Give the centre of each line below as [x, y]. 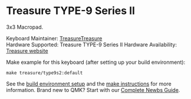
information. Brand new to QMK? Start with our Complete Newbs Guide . [93, 90]
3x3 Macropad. [24, 27]
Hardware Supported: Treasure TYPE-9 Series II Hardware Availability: [91, 45]
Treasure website [27, 50]
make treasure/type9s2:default [45, 73]
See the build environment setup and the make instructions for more [89, 84]
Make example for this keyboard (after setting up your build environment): [96, 62]
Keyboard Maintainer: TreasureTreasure [54, 38]
